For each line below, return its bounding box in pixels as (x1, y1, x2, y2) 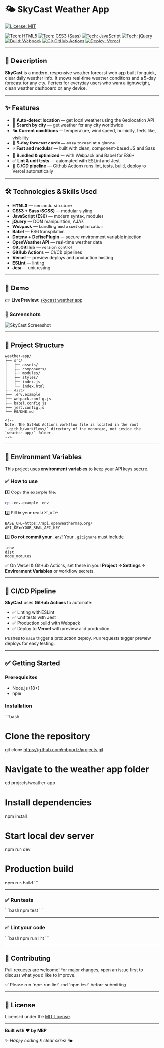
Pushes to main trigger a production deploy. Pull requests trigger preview (5, 636, 151, 641)
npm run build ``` (5, 880, 39, 885)
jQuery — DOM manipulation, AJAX (12, 218, 84, 225)
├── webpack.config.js (5, 396, 51, 402)
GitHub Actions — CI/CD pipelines (12, 249, 82, 255)
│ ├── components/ (5, 367, 47, 371)
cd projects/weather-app (5, 780, 55, 786)
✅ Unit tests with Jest (12, 615, 56, 620)
